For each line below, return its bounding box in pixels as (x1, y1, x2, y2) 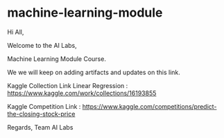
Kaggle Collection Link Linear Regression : (7, 81, 128, 89)
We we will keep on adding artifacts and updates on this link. (7, 68, 180, 76)
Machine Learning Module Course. (7, 54, 106, 63)
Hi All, (7, 28, 24, 36)
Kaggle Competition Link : (7, 102, 81, 110)
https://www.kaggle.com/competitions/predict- (82, 102, 217, 110)
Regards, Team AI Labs (7, 123, 74, 131)
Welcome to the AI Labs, (7, 41, 78, 49)
